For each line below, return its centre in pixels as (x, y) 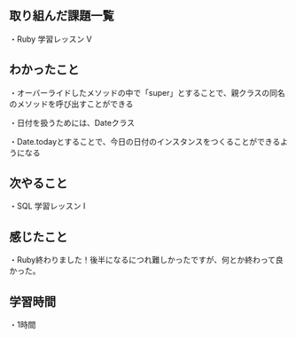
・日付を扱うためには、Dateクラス (72, 122)
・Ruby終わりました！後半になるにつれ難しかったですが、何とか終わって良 (146, 260)
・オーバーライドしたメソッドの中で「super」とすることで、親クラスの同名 (147, 92)
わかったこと (44, 70)
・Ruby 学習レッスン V (51, 39)
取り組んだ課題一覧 (62, 16)
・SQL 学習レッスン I (47, 206)
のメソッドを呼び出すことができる (71, 104)
